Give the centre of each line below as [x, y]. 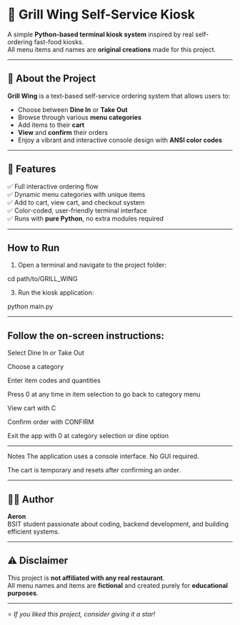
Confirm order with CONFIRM [51, 422]
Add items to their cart [51, 125]
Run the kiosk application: [56, 293]
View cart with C [32, 408]
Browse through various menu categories [79, 117]
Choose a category [36, 367]
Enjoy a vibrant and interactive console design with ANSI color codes [120, 140]
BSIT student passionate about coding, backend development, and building [118, 524]
